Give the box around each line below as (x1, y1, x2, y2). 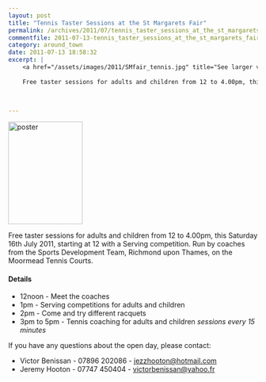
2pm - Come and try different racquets (19, 308, 146, 318)
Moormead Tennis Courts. (8, 256, 93, 265)
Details (8, 274, 32, 284)
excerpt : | (8, 56, 44, 64)
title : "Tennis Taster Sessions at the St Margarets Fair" (8, 19, 207, 27)
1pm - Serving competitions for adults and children (19, 300, 185, 310)
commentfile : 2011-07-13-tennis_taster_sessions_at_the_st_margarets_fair (8, 33, 260, 42)
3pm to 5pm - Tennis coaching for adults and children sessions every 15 (19, 317, 256, 327)
